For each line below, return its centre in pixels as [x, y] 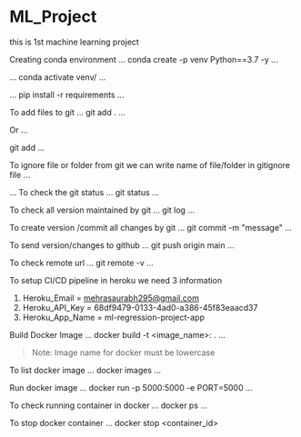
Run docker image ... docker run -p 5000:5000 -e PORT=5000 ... [131, 387]
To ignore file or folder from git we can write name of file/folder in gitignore [150, 164]
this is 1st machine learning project [74, 42]
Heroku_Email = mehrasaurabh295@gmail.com [111, 298]
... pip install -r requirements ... [67, 94]
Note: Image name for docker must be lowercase [123, 353]
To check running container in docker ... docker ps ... [108, 405]
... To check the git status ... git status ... [84, 192]
